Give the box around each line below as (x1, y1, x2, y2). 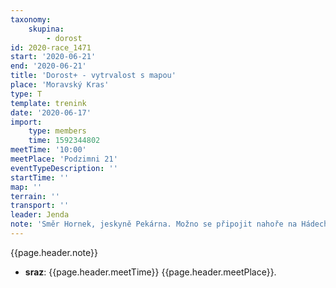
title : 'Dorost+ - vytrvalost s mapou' (10, 71, 177, 81)
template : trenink (10, 98, 87, 108)
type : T (10, 89, 43, 99)
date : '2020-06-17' (10, 107, 92, 118)
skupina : (28, 24, 65, 34)
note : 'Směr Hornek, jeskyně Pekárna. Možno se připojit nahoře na (10, 219, 298, 230)
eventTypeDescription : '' (10, 163, 118, 173)
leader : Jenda (10, 210, 70, 220)
